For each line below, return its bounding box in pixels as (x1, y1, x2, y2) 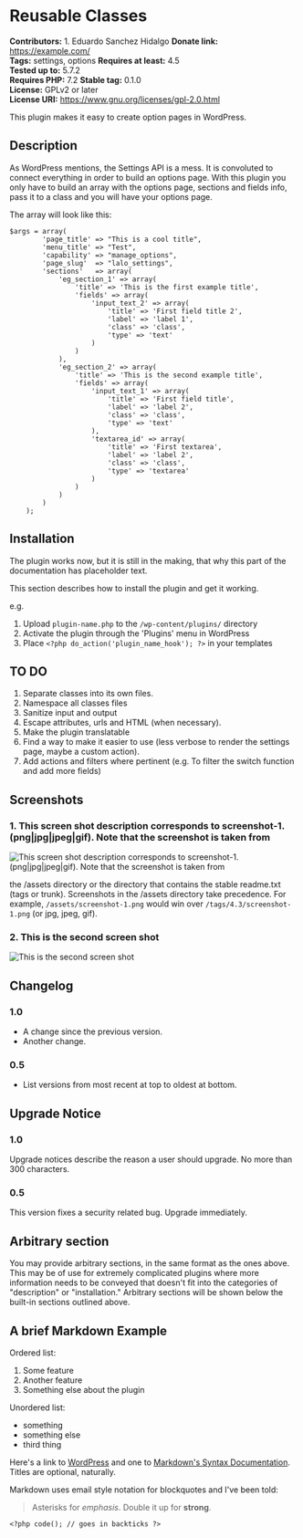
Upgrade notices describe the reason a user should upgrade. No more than (9, 1154, 293, 1165)
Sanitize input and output (22, 707, 118, 718)
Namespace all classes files (22, 697, 128, 708)
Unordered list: (9, 1402, 66, 1413)
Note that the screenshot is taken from (95, 831, 271, 843)
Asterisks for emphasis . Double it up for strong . (31, 1501, 212, 1512)
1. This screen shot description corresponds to (9, 819, 221, 832)
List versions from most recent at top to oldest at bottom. (22, 1079, 237, 1091)
